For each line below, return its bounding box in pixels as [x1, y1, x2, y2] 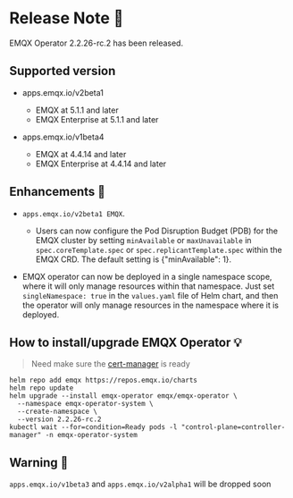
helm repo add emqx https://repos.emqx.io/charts [9, 376, 198, 385]
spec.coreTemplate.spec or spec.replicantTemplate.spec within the [35, 244, 283, 255]
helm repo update [9, 384, 74, 392]
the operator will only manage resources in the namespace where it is [21, 300, 280, 310]
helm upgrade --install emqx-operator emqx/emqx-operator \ [9, 392, 239, 401]
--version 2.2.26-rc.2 [17, 415, 102, 424]
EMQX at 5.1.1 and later [35, 105, 119, 115]
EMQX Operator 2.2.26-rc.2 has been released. [9, 38, 184, 48]
